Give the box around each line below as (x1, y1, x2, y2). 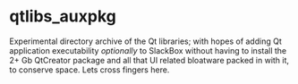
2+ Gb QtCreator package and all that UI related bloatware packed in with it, (9, 55, 289, 65)
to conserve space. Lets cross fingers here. (9, 64, 170, 75)
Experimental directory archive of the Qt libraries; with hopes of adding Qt (9, 36, 282, 46)
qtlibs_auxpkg (9, 6, 116, 27)
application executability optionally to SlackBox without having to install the (9, 45, 287, 55)
